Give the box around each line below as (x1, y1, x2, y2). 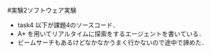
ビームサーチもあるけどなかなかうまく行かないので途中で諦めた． (17, 38, 208, 47)
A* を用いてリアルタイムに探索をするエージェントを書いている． (17, 30, 205, 38)
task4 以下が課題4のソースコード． (17, 21, 119, 29)
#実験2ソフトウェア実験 (7, 6, 77, 14)
